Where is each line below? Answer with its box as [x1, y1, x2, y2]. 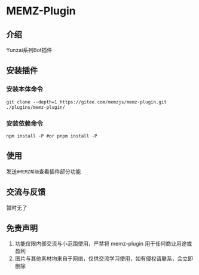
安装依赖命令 [6, 119, 44, 127]
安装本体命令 [6, 85, 44, 93]
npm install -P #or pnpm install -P [6, 133, 97, 139]
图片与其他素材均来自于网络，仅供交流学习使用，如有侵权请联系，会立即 [14, 255, 193, 262]
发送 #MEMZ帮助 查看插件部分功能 [6, 167, 81, 175]
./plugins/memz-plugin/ [6, 104, 66, 110]
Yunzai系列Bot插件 [6, 47, 53, 53]
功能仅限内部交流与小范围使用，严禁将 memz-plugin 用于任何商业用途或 [14, 240, 192, 247]
